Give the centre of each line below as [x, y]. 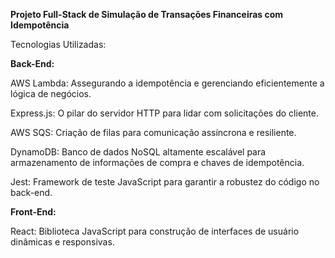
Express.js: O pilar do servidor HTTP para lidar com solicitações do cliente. [164, 113]
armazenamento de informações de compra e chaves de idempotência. [157, 162]
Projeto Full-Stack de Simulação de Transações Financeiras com [147, 14]
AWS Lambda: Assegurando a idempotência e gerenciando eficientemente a [167, 83]
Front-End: [33, 212]
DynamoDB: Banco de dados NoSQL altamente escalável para [138, 152]
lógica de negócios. [51, 93]
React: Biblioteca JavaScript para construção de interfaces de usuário [155, 231]
